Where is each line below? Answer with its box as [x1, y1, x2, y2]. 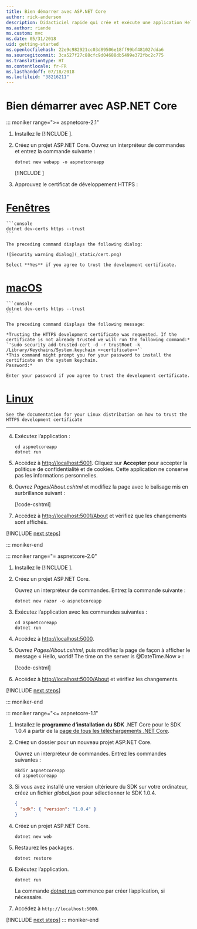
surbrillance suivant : [14, 489, 66, 496]
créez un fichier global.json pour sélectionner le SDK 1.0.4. [14, 789, 157, 796]
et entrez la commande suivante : [14, 148, 96, 155]
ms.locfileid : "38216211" [6, 74, 69, 80]
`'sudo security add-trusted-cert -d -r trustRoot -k [6, 342, 141, 348]
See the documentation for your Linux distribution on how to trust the [6, 412, 188, 418]
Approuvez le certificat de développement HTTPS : [14, 181, 138, 188]
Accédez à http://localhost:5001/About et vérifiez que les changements [14, 512, 187, 519]
